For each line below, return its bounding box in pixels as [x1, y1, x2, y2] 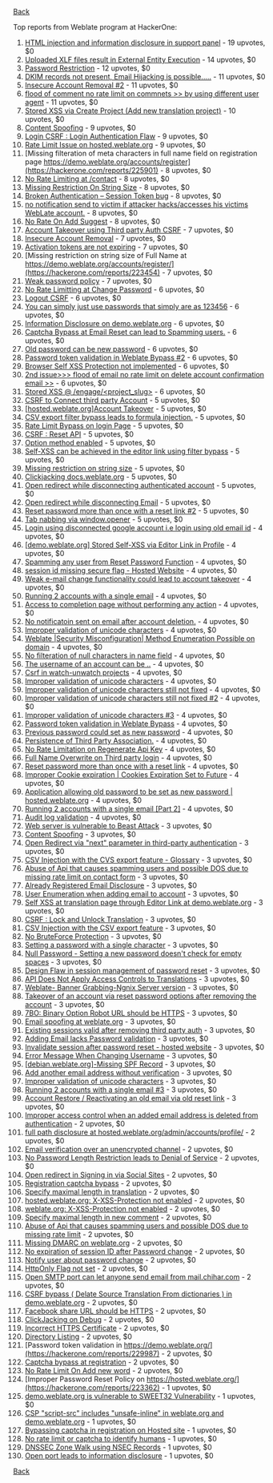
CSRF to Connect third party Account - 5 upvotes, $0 [24, 396, 201, 405]
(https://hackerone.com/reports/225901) [24, 166, 159, 175]
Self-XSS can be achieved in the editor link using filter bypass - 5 [24, 446, 240, 456]
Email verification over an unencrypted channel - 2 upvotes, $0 [24, 1145, 234, 1154]
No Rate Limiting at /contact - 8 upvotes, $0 [24, 174, 171, 183]
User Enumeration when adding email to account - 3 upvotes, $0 [24, 889, 239, 898]
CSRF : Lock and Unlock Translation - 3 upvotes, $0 [24, 915, 197, 924]
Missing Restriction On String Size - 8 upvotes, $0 [24, 183, 191, 191]
